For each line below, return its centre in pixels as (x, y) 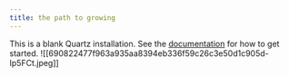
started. (24, 53)
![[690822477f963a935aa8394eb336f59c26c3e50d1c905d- (155, 53)
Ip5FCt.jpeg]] (34, 63)
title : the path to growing (63, 18)
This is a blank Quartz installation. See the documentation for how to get (144, 43)
